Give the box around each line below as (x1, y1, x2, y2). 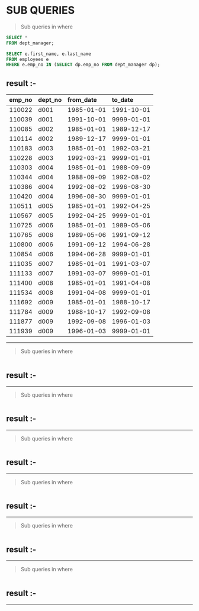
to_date (111, 96, 134, 104)
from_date (67, 96, 97, 104)
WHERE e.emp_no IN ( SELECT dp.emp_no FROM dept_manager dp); (6, 62, 161, 68)
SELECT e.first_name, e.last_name (6, 51, 92, 57)
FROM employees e (6, 56, 49, 62)
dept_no (38, 96, 62, 104)
